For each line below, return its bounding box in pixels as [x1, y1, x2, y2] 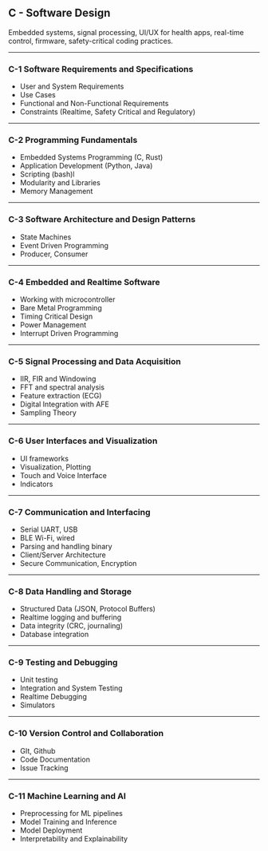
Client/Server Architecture [19, 550, 106, 560]
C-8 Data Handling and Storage [8, 586, 132, 597]
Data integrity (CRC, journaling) [19, 621, 124, 631]
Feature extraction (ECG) [19, 391, 102, 401]
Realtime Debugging [19, 692, 88, 702]
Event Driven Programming [19, 240, 109, 250]
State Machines [19, 232, 72, 242]
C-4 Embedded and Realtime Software [8, 276, 160, 287]
